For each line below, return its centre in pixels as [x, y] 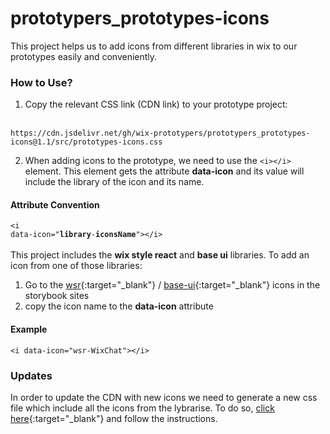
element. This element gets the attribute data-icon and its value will [164, 171]
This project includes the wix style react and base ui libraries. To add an [160, 255]
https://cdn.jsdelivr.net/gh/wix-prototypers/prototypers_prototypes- [160, 133]
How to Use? [41, 82]
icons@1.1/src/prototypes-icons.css [86, 142]
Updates [31, 375]
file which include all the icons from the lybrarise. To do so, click [142, 408]
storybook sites [57, 296]
